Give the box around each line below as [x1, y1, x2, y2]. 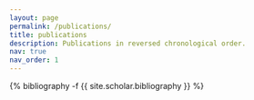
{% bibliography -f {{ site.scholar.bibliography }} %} [9, 81, 205, 91]
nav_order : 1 [9, 55, 59, 65]
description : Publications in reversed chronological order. [9, 38, 247, 48]
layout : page [9, 13, 59, 23]
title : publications [9, 30, 88, 39]
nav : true [9, 47, 47, 56]
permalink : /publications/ [9, 22, 112, 31]
